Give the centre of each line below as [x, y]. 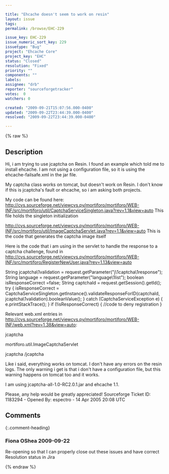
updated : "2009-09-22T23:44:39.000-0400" [49, 112]
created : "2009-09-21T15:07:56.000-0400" [49, 108]
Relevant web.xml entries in [34, 314]
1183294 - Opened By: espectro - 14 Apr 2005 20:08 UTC [65, 399]
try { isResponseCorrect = [32, 288]
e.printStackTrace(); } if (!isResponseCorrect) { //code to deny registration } [84, 304]
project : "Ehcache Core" [31, 52]
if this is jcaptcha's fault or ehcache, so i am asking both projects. [73, 189]
